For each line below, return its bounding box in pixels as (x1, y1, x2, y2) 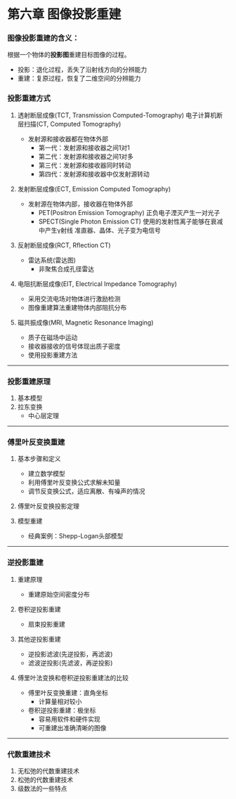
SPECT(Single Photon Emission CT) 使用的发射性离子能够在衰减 (38, 217, 223, 226)
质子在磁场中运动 (27, 333, 78, 342)
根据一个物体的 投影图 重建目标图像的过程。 (7, 51, 131, 59)
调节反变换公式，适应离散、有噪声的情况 (27, 487, 145, 495)
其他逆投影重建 (17, 635, 61, 643)
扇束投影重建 (27, 620, 65, 628)
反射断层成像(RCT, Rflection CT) (17, 240, 111, 249)
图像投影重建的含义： (7, 33, 79, 43)
